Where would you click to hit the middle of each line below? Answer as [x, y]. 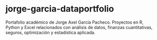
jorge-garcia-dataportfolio [60, 9]
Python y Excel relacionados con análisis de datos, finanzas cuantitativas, [79, 27]
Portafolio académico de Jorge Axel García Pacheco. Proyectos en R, [74, 22]
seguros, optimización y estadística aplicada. [51, 32]
